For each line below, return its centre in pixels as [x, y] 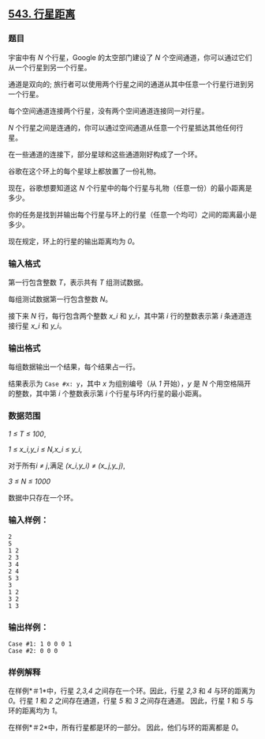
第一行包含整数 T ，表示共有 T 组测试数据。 [78, 282]
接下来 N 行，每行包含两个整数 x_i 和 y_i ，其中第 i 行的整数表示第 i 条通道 [127, 315]
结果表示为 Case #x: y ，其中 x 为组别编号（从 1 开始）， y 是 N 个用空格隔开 [129, 384]
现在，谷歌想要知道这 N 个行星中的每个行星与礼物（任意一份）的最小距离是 [130, 187]
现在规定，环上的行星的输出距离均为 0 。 [74, 241]
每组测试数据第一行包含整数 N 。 [60, 299]
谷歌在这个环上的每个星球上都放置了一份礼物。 [84, 171]
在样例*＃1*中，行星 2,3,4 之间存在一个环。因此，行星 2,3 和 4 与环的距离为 [132, 691]
